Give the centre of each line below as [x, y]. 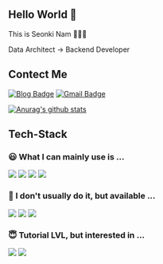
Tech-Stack [38, 134]
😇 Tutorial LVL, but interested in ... [77, 234]
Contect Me [38, 75]
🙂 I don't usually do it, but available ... [82, 196]
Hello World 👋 [43, 15]
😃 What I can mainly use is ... [66, 156]
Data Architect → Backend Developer [69, 49]
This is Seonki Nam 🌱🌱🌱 [48, 33]
